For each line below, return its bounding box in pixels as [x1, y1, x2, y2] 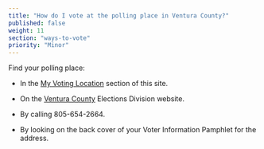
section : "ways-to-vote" [8, 33, 91, 42]
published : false [8, 19, 66, 27]
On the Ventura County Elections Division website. [19, 94, 185, 104]
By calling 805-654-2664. [19, 109, 106, 120]
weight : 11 [8, 26, 45, 34]
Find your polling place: [8, 63, 85, 73]
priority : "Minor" [8, 41, 69, 49]
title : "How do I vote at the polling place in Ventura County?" [8, 11, 229, 20]
